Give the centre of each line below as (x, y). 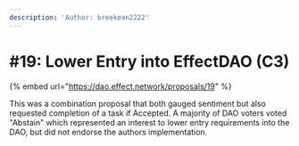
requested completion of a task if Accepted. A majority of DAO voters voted (148, 113)
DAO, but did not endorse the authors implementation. (108, 132)
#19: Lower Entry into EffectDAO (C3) (149, 61)
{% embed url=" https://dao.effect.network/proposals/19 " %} (120, 86)
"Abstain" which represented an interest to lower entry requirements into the (149, 122)
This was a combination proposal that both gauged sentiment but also (137, 103)
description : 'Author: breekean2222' (79, 17)
